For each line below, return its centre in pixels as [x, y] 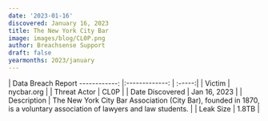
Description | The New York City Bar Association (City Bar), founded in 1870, [134, 100]
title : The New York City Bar [59, 30]
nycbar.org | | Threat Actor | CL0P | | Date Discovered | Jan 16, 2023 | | [125, 91]
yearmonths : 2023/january [51, 61]
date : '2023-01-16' [41, 16]
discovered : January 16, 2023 [59, 23]
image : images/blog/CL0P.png [57, 38]
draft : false [30, 53]
